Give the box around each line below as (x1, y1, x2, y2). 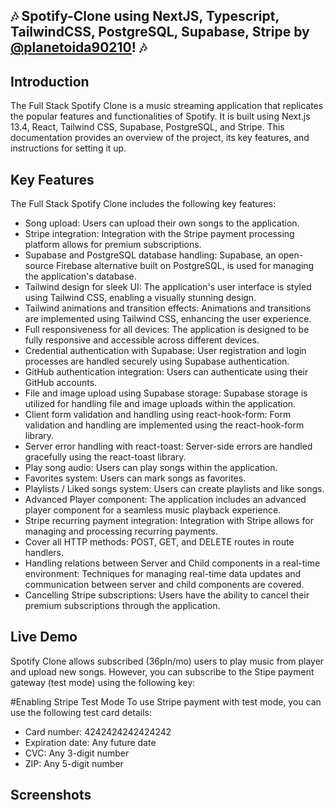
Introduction (10, 73, 90, 90)
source (24, 260, 55, 272)
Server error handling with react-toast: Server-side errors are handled (24, 440, 313, 453)
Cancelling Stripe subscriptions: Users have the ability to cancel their (24, 589, 310, 601)
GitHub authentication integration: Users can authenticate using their (24, 366, 309, 378)
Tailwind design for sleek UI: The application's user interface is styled (24, 281, 312, 293)
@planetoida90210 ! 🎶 (10, 39, 148, 56)
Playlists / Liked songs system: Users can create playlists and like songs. (24, 483, 325, 495)
